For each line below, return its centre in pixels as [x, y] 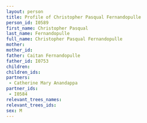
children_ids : [24, 72]
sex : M [14, 111]
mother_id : [19, 50]
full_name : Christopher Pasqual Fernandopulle [64, 39]
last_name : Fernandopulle [38, 34]
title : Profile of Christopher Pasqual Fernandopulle [74, 17]
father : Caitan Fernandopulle [43, 56]
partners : [18, 77]
